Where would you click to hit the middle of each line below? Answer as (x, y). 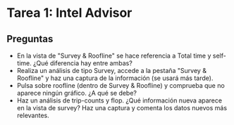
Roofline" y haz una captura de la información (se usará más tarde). (115, 78)
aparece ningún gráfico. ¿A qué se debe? (77, 93)
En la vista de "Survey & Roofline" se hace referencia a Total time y (114, 55)
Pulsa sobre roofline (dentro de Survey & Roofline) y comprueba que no (121, 85)
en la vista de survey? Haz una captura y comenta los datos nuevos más (122, 108)
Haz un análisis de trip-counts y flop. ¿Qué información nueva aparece (119, 100)
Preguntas (30, 39)
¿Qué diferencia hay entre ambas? (83, 63)
